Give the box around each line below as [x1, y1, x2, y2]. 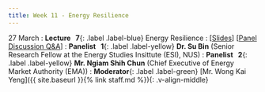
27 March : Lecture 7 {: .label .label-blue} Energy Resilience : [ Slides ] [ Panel [8, 33, 257, 42]
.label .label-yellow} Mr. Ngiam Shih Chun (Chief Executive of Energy [8, 58, 235, 68]
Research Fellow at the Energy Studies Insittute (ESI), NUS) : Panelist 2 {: [8, 50, 248, 59]
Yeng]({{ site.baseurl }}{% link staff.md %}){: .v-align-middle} [8, 75, 209, 84]
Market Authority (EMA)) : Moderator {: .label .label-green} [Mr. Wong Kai [8, 66, 247, 75]
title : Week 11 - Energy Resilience [8, 11, 129, 20]
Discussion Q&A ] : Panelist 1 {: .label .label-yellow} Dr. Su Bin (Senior [8, 41, 235, 51]
